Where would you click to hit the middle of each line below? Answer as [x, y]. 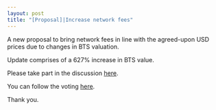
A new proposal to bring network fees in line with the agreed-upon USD [108, 39]
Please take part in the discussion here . [63, 73]
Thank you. [23, 99]
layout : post [26, 13]
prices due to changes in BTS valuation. [63, 46]
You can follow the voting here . [51, 86]
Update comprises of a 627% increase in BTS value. [81, 59]
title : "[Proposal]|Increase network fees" [70, 20]
